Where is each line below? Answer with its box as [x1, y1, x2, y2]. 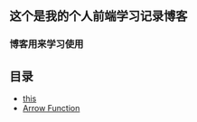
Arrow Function [22, 103, 80, 114]
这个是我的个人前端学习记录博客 [9, 8, 188, 24]
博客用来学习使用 [9, 38, 84, 51]
